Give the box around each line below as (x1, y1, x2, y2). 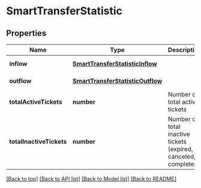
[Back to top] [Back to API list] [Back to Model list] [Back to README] (6, 175, 176, 182)
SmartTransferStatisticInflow (72, 60, 157, 68)
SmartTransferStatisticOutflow (72, 77, 163, 85)
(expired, (167, 145, 193, 153)
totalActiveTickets (9, 98, 63, 106)
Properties (6, 28, 47, 38)
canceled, (167, 153, 196, 160)
